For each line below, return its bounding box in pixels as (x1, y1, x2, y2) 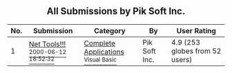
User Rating (176, 25, 216, 35)
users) (171, 54, 193, 64)
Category (94, 25, 126, 35)
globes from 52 (171, 46, 222, 56)
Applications (84, 47, 124, 56)
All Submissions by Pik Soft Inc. (46, 6, 186, 17)
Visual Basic (84, 55, 117, 63)
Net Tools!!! (28, 39, 66, 49)
